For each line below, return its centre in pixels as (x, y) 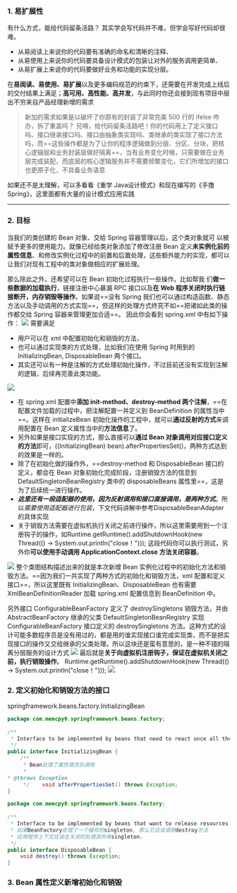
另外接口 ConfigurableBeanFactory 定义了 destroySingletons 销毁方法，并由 (117, 608)
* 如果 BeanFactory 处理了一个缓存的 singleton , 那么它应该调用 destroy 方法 (109, 830)
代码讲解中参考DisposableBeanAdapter (167, 507)
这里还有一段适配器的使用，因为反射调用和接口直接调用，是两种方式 (116, 499)
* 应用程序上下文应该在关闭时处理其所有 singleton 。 (78, 836)
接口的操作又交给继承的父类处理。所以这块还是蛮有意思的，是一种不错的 (118, 644)
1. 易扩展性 (25, 11)
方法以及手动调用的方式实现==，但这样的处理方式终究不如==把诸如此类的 (115, 305)
